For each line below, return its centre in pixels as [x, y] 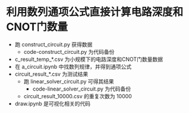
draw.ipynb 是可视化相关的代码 [53, 104]
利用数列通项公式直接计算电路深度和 [95, 12]
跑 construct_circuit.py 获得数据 [53, 44]
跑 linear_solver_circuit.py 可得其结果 [69, 81]
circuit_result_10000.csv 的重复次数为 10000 [78, 96]
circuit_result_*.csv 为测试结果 [51, 74]
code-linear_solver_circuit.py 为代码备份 [82, 89]
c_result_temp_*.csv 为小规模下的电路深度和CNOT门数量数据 [89, 59]
